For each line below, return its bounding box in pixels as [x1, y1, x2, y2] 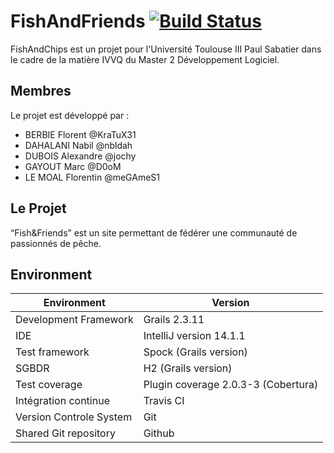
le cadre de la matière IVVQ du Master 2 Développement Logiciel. [10, 53, 280, 65]
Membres [10, 83, 72, 100]
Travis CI [143, 394, 185, 408]
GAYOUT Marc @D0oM [24, 160, 122, 172]
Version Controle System [15, 410, 133, 424]
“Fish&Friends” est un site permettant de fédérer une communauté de [10, 226, 298, 239]
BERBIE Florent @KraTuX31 [24, 128, 137, 140]
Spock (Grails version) [143, 345, 248, 359]
